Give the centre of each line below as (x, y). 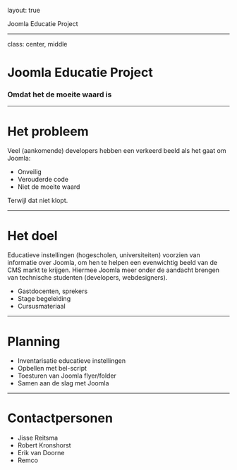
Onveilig (30, 172)
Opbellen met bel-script (52, 369)
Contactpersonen (60, 418)
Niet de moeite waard (49, 187)
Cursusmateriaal (41, 307)
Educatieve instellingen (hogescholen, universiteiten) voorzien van (104, 255)
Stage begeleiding (44, 299)
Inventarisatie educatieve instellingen (71, 361)
